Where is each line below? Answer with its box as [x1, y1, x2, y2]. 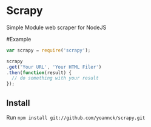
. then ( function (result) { [6, 69, 72, 76]
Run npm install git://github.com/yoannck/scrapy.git [6, 114, 146, 121]
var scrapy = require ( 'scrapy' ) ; [6, 47, 91, 53]
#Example [6, 35, 32, 43]
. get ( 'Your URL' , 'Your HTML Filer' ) [6, 64, 102, 70]
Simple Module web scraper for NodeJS [6, 24, 107, 31]
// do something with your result [12, 75, 99, 81]
